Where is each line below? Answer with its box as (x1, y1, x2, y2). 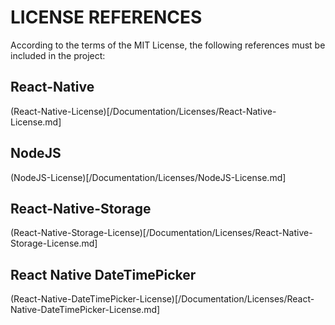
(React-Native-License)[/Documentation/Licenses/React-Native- (10, 105, 277, 117)
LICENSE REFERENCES (10, 6, 203, 29)
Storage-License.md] (10, 237, 98, 250)
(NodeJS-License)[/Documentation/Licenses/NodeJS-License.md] (10, 171, 287, 183)
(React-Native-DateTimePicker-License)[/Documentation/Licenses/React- (10, 293, 315, 305)
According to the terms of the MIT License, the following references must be (10, 39, 326, 51)
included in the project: (10, 49, 106, 61)
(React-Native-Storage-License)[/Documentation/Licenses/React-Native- (10, 227, 313, 239)
